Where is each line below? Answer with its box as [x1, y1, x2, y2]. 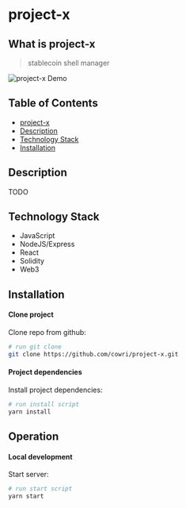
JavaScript [19, 231, 55, 241]
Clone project [8, 310, 54, 319]
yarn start [8, 492, 44, 501]
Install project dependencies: [8, 385, 103, 394]
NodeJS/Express [19, 240, 75, 249]
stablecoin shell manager [27, 58, 110, 67]
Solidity [19, 256, 45, 266]
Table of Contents [8, 97, 99, 110]
